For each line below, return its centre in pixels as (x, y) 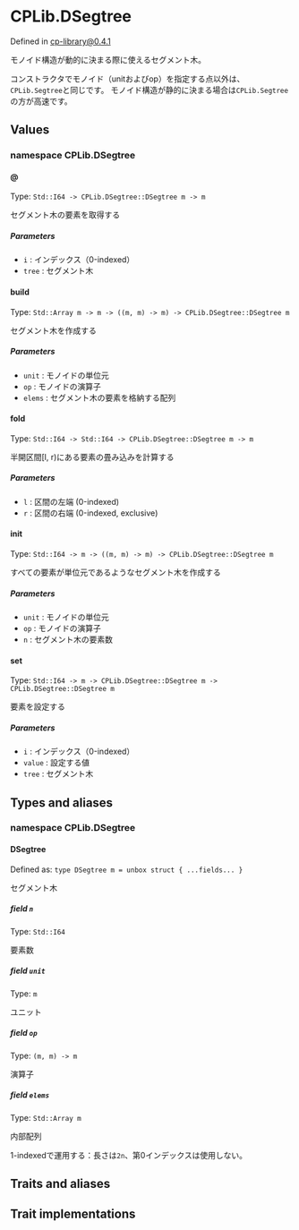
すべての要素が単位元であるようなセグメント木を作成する (116, 572)
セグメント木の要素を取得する (65, 215)
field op (24, 1033)
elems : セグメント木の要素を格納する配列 (99, 397)
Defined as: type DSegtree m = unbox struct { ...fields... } (127, 869)
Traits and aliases (60, 1183)
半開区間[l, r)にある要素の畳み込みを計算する (92, 457)
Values (30, 130)
